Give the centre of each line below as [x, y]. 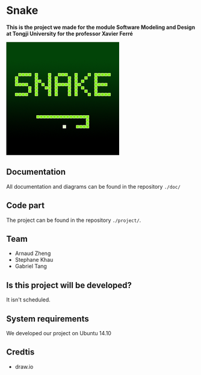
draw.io [24, 367]
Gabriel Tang [31, 266]
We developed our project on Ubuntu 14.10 [59, 333]
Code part [26, 206]
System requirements [48, 319]
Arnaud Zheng [33, 253]
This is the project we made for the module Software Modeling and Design [101, 27]
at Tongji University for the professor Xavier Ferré [70, 33]
